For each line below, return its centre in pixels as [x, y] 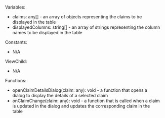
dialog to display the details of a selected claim [60, 95]
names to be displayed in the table [47, 32]
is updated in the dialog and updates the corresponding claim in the [81, 106]
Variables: [15, 7]
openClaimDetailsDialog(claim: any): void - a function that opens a [80, 90]
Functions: [16, 81]
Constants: [16, 42]
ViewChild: [16, 61]
